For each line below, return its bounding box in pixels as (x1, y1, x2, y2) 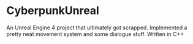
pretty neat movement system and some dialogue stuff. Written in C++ (6, 30, 184, 37)
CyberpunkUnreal (6, 4, 99, 18)
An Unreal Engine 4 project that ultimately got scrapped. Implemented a (6, 24, 187, 31)
